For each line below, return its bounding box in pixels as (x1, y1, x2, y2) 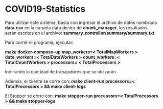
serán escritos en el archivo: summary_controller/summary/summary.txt (5, 30, 155, 36)
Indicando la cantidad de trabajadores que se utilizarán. (5, 68, 117, 74)
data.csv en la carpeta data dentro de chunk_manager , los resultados (5, 24, 148, 30)
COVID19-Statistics (5, 3, 86, 15)
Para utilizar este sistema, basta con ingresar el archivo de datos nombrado (5, 20, 158, 25)
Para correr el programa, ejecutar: (5, 39, 74, 45)
